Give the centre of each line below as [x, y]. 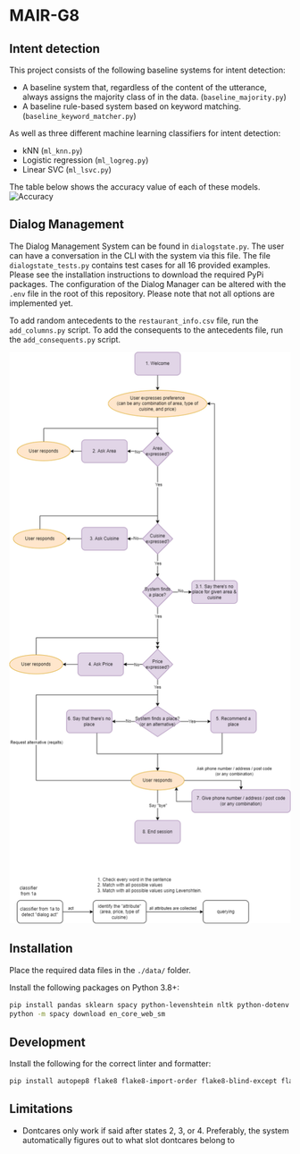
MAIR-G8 [45, 16]
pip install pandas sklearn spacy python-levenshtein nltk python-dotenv [150, 1005]
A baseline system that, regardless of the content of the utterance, [144, 87]
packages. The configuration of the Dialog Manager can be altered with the [148, 284]
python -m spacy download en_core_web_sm [87, 1014]
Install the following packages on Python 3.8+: [95, 987]
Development [48, 1042]
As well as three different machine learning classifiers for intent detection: [145, 133]
